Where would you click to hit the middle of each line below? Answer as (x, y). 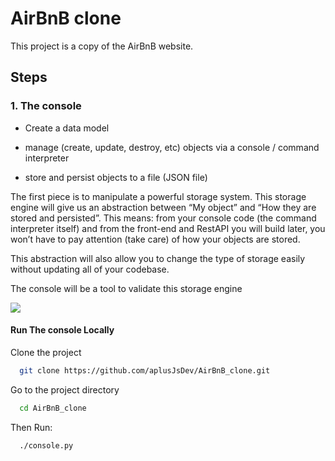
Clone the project (46, 352)
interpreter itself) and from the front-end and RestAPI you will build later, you (168, 228)
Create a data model (67, 128)
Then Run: (31, 427)
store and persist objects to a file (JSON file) (116, 177)
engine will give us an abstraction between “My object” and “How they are (163, 207)
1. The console (46, 106)
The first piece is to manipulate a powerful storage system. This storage (158, 196)
